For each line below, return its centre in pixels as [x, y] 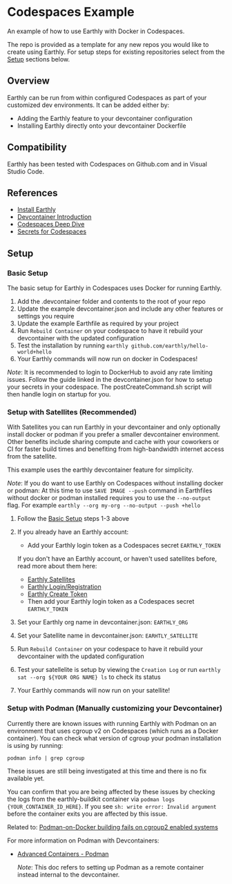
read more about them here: [57, 566]
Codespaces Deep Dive [51, 224]
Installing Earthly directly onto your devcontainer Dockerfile [101, 126]
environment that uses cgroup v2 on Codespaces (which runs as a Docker [113, 731]
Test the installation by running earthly [73, 345]
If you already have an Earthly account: [73, 532]
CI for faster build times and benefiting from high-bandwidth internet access [116, 449]
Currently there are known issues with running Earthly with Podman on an [112, 723]
